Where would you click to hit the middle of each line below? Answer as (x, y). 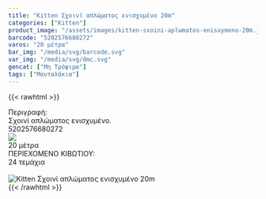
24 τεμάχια (27, 162)
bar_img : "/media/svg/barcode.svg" (67, 52)
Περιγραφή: (28, 112)
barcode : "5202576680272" (51, 38)
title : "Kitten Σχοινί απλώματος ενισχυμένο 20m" (92, 15)
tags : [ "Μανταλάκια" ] (44, 74)
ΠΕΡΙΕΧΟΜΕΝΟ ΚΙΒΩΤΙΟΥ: (51, 153)
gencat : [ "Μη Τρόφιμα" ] (47, 67)
